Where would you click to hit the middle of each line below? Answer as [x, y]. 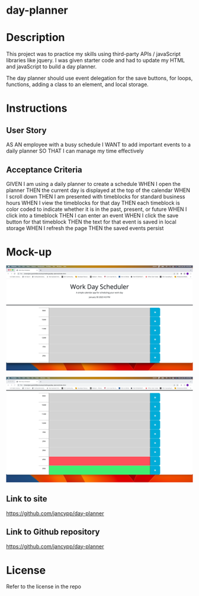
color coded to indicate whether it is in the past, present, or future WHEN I [97, 209]
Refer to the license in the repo [44, 586]
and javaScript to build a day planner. [51, 67]
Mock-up [29, 252]
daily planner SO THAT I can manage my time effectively [75, 151]
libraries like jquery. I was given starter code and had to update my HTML [96, 61]
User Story [26, 130]
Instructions [37, 108]
